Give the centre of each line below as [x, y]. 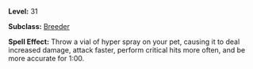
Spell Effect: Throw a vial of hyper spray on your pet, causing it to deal [124, 42]
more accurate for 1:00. [46, 58]
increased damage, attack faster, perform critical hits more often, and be [127, 50]
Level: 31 [23, 11]
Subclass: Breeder [39, 26]
